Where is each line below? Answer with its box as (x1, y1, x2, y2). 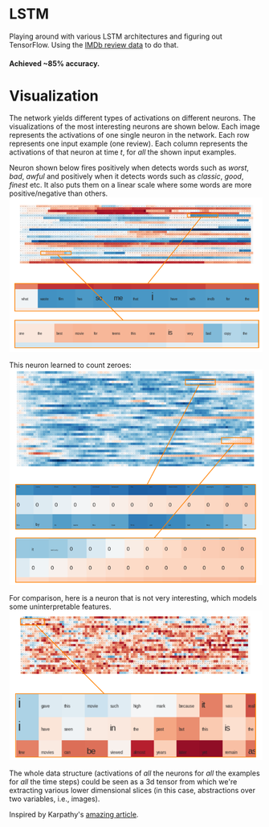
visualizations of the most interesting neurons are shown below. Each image (9, 122, 260, 131)
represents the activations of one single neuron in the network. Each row (9, 130, 250, 140)
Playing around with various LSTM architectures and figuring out (9, 31, 223, 41)
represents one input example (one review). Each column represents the (9, 139, 248, 149)
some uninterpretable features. (9, 602, 112, 612)
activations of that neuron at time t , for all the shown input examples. (9, 147, 237, 157)
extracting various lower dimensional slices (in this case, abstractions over (9, 786, 256, 796)
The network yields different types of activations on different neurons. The (9, 114, 256, 123)
